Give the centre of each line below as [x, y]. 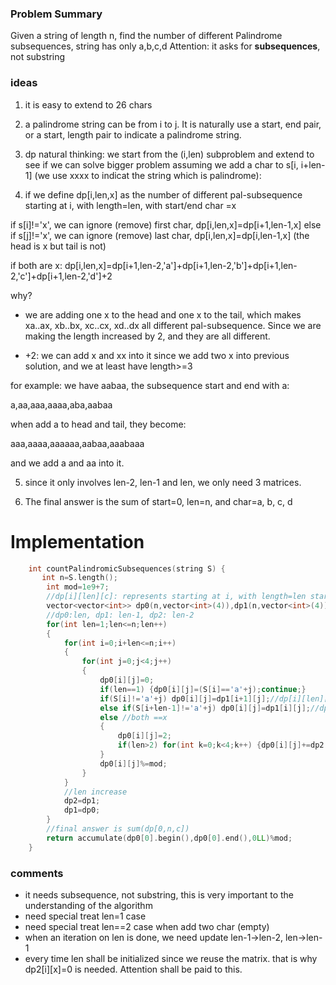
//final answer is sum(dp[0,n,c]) [118, 829]
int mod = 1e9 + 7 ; [78, 587]
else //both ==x [133, 717]
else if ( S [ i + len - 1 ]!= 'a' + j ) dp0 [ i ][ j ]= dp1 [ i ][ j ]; [205, 708]
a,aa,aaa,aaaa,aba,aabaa [61, 404]
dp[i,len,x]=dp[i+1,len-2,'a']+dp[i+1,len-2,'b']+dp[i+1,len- [181, 265]
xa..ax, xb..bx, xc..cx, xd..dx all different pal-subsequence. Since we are [173, 325]
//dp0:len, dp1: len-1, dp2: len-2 [120, 615]
